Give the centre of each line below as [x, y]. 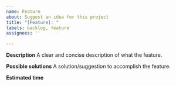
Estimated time [25, 78]
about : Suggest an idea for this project [57, 17]
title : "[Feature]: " [33, 22]
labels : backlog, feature [38, 28]
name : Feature [23, 11]
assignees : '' [23, 33]
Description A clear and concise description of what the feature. [84, 55]
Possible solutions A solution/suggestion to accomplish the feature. [89, 66]
